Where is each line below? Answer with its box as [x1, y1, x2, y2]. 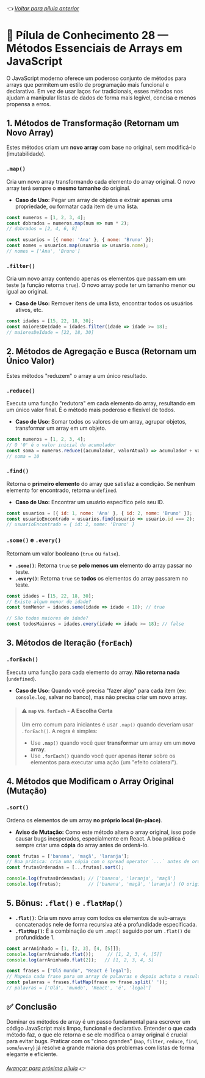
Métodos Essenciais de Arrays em [6, 41, 183, 55]
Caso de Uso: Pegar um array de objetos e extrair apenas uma [15, 196, 173, 203]
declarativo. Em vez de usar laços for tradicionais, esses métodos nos [6, 87, 184, 95]
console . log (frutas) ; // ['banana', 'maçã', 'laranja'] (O [6, 881, 184, 888]
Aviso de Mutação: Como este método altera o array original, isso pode [15, 828, 196, 836]
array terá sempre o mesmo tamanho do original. [6, 184, 131, 192]
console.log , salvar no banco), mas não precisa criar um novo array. [15, 693, 187, 701]
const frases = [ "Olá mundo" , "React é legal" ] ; [6, 968, 132, 974]
